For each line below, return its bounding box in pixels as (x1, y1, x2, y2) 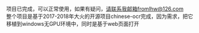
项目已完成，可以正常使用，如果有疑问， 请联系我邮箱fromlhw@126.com (6, 5, 184, 12)
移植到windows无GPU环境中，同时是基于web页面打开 (6, 20, 140, 27)
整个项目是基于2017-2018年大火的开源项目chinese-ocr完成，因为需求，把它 (6, 13, 194, 20)
